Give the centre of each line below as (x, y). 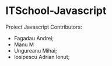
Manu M (24, 44)
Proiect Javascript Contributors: (44, 27)
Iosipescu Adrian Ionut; (42, 57)
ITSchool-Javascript (56, 11)
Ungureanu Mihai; (35, 50)
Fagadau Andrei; (34, 38)
